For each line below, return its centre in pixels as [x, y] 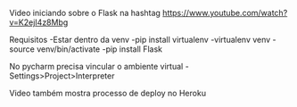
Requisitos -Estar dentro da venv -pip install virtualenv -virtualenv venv [140, 40]
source [22, 49]
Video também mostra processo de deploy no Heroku [108, 93]
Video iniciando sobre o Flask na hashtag [85, 13]
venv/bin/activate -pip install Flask [100, 49]
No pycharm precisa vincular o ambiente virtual [96, 66]
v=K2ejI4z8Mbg [39, 22]
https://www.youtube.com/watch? [225, 13]
